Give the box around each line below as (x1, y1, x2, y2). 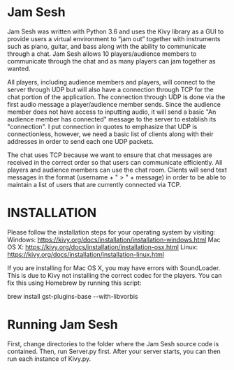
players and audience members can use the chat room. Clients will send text (7, 165, 227, 174)
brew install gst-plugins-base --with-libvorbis (7, 292, 138, 300)
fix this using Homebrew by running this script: (7, 279, 142, 287)
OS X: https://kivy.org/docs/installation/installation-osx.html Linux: (7, 242, 198, 251)
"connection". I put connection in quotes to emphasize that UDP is (7, 122, 198, 131)
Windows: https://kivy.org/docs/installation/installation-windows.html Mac (7, 235, 221, 244)
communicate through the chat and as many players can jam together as (7, 57, 216, 65)
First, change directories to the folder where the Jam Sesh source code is (7, 339, 219, 348)
